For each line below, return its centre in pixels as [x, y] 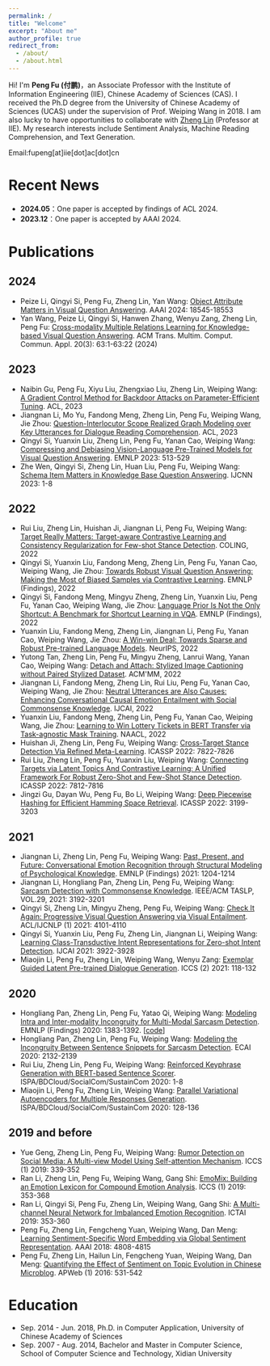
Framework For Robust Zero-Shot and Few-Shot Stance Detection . [131, 778]
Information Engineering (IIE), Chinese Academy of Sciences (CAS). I [123, 94]
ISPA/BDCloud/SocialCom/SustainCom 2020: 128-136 [110, 1107]
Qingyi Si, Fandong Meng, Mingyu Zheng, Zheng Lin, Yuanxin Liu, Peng [139, 597]
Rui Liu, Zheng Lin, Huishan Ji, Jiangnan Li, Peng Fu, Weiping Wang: [133, 528]
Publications [51, 252]
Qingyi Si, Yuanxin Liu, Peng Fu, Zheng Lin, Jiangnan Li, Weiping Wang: [139, 934]
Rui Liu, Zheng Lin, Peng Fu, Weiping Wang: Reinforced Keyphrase [131, 1065]
